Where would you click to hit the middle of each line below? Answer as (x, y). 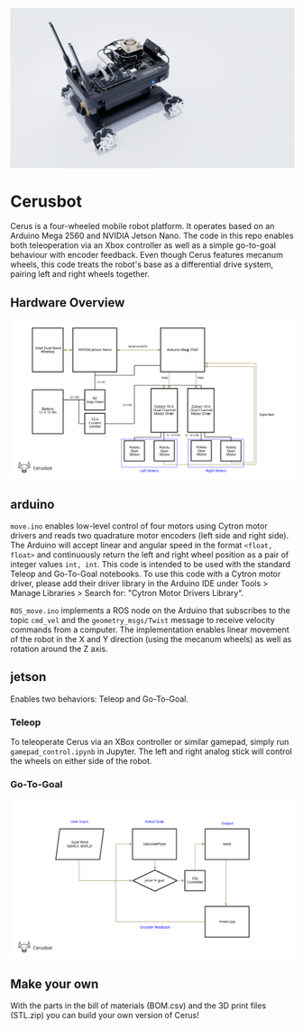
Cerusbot (46, 201)
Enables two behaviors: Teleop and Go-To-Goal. (99, 699)
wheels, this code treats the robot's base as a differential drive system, (142, 264)
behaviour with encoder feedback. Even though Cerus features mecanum (147, 255)
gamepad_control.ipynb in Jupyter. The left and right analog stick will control (151, 751)
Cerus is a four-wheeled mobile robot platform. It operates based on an (142, 226)
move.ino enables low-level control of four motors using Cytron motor (139, 526)
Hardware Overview (68, 303)
